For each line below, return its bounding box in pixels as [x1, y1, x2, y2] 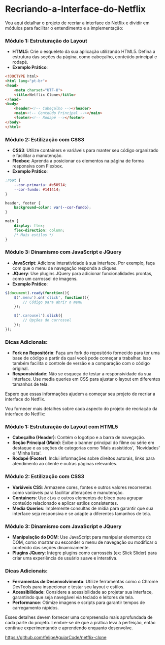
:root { [5, 178, 21, 183]
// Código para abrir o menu [23, 300, 83, 305]
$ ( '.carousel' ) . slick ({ [14, 313, 63, 318]
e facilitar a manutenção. [12, 153, 63, 159]
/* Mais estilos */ [14, 232, 54, 238]
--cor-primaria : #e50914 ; [14, 182, 67, 187]
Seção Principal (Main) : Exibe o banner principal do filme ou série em [12, 440, 155, 445]
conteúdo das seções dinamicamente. [12, 545, 90, 551]
